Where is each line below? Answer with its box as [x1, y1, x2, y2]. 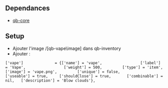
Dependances [5, 4, 50, 13]
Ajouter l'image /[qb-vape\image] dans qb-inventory [12, 45, 121, 51]
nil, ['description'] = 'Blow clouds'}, [5, 78, 96, 83]
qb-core [12, 17, 30, 23]
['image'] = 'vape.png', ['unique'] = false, [5, 69, 121, 74]
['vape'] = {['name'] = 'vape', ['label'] [5, 60, 161, 65]
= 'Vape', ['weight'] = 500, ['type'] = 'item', [5, 65, 163, 70]
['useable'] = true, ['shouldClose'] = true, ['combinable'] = [5, 73, 163, 78]
